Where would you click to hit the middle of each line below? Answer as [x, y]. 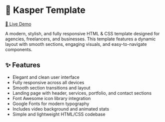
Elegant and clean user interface [46, 77]
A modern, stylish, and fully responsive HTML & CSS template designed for [82, 33]
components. [19, 49]
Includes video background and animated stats [61, 109]
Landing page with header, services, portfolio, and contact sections [82, 93]
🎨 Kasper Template [45, 10]
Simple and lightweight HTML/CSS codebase [59, 114]
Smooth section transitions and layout [51, 88]
